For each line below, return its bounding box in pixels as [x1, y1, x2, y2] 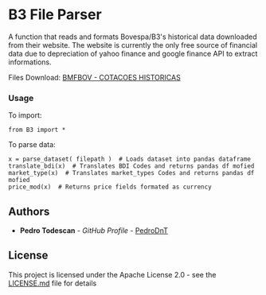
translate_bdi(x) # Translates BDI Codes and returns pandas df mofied [8, 162, 255, 170]
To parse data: [8, 140, 56, 149]
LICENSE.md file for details [8, 278, 97, 288]
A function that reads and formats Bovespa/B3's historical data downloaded [8, 32, 257, 41]
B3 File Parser [8, 6, 102, 24]
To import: [8, 111, 42, 120]
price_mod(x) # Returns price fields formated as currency [8, 183, 213, 192]
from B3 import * [8, 126, 66, 134]
